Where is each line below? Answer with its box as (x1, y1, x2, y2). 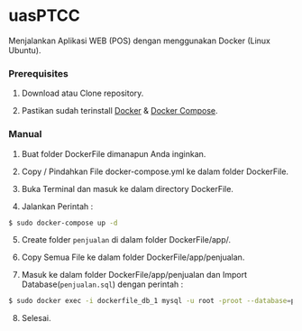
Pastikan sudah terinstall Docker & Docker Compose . (21, 106, 218, 116)
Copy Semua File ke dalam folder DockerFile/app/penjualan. (21, 252, 245, 262)
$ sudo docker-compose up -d (8, 218, 118, 227)
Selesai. (21, 313, 51, 324)
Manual (8, 128, 42, 141)
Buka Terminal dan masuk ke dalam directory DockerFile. (21, 183, 233, 194)
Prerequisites (8, 67, 69, 79)
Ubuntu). (8, 44, 41, 55)
